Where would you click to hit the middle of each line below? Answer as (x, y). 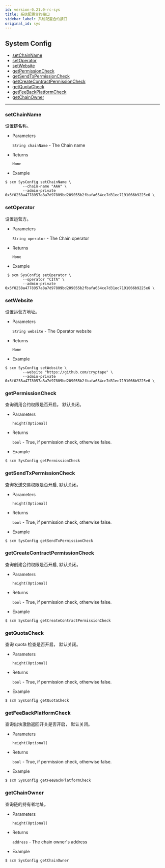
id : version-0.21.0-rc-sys (33, 10)
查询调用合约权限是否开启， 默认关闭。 (44, 404)
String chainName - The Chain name (49, 145)
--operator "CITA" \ (44, 279)
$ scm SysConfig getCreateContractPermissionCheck (58, 620)
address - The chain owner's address (50, 842)
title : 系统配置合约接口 (27, 14)
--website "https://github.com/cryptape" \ (68, 372)
